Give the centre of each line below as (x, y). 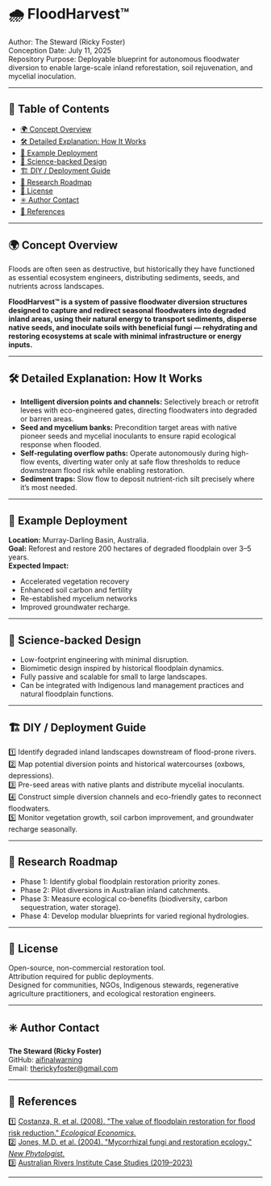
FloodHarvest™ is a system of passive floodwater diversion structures (128, 301)
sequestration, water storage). (70, 907)
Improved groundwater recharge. (75, 607)
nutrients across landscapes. (56, 286)
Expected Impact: (39, 566)
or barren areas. (47, 419)
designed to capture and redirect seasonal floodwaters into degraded (127, 310)
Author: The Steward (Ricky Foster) (67, 42)
